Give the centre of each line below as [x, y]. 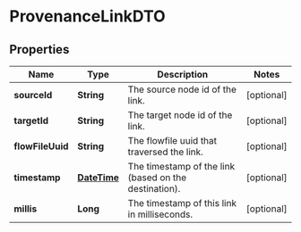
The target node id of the [180, 115]
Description [183, 75]
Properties [39, 50]
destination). [154, 189]
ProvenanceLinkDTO [87, 17]
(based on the [157, 178]
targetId [31, 120]
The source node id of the [182, 89]
